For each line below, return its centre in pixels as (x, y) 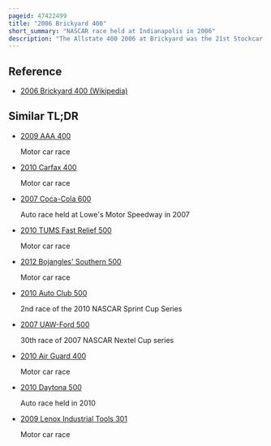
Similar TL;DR (43, 116)
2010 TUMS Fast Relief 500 (66, 230)
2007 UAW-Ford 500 (55, 324)
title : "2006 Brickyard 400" (58, 24)
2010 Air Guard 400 (53, 356)
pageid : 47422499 (38, 16)
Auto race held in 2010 (58, 403)
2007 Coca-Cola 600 (56, 199)
